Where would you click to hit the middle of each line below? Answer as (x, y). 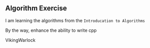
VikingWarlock (20, 40)
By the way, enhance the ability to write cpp (51, 30)
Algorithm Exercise (36, 8)
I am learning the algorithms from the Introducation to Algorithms (75, 20)
